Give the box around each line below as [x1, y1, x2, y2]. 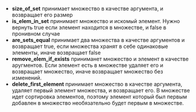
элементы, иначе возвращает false [11, 49, 101, 56]
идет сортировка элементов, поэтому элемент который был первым [11, 93, 187, 100]
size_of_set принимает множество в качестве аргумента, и [11, 5, 163, 12]
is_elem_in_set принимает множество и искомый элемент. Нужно [11, 18, 180, 24]
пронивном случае [11, 30, 61, 37]
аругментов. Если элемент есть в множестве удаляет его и [11, 62, 163, 69]
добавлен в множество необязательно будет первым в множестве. [11, 100, 184, 106]
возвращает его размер [11, 11, 73, 18]
